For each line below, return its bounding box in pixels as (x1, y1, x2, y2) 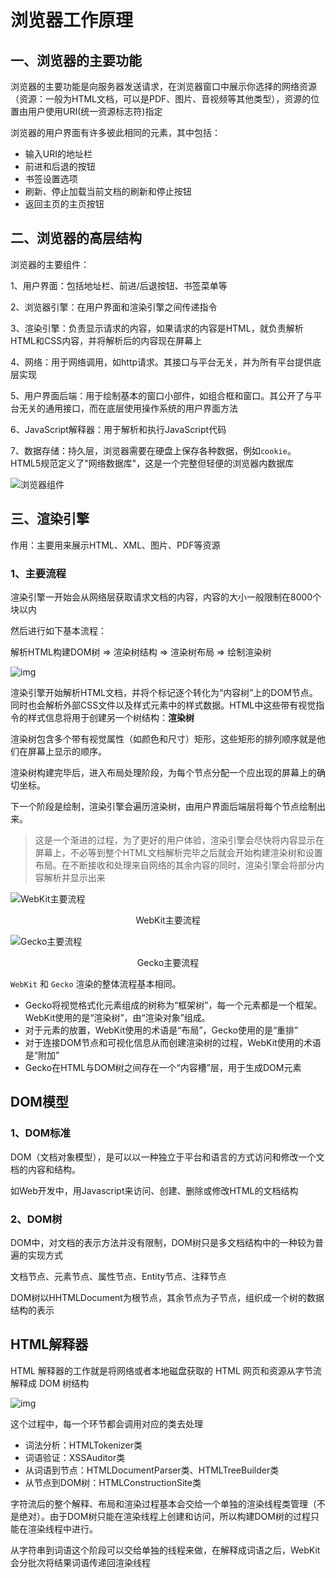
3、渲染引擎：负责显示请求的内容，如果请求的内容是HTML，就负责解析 (10, 322, 304, 334)
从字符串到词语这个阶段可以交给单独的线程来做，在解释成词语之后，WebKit (10, 1544, 321, 1556)
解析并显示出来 (43, 871, 106, 883)
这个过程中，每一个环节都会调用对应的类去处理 (10, 1417, 203, 1430)
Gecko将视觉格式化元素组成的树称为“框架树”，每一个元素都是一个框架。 (24, 999, 323, 1011)
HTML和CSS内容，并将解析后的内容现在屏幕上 (10, 334, 203, 346)
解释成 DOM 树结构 (10, 1377, 90, 1389)
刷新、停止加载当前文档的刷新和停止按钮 (24, 186, 192, 197)
